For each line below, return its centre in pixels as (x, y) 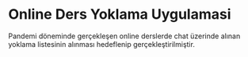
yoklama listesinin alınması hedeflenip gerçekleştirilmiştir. (102, 44)
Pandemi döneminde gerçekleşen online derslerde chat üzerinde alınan (124, 36)
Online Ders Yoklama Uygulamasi (120, 14)
